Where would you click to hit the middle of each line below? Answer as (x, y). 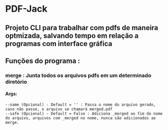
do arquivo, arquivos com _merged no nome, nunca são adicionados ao (81, 118)
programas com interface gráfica (59, 44)
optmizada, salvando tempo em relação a (72, 35)
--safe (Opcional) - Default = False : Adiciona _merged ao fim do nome (84, 114)
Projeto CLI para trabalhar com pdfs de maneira (82, 28)
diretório (16, 82)
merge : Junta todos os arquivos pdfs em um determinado (78, 75)
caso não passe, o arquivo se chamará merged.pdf (59, 109)
